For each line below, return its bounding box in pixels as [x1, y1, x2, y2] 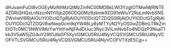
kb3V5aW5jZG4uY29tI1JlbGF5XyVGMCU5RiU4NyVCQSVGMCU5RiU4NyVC [5, 32, 164, 37]
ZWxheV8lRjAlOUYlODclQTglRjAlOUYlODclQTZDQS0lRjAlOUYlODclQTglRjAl [5, 15, 165, 21]
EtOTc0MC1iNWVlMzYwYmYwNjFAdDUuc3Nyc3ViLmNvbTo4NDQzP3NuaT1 [5, 26, 166, 32]
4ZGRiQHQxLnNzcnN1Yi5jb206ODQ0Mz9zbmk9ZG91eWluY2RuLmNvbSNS [5, 10, 164, 16]
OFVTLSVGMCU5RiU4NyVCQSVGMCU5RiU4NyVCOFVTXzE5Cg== [5, 37, 148, 43]
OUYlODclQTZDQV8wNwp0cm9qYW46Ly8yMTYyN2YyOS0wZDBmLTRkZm [5, 20, 166, 27]
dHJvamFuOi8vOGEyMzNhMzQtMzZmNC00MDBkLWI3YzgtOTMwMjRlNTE [5, 5, 164, 10]
